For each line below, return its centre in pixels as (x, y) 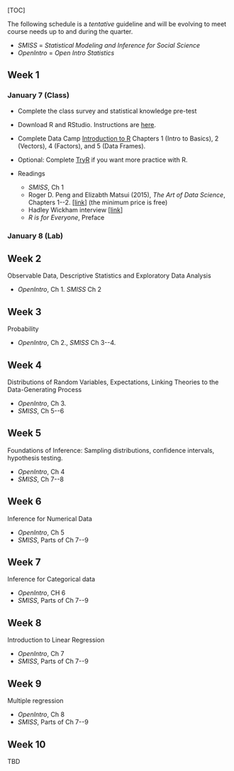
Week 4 (25, 365)
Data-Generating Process (45, 390)
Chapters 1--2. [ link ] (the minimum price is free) (98, 202)
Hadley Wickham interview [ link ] (76, 209)
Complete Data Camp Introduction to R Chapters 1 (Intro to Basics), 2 (118, 138)
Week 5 (24, 433)
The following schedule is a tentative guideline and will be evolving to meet (117, 24)
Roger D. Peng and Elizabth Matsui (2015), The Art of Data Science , (127, 195)
